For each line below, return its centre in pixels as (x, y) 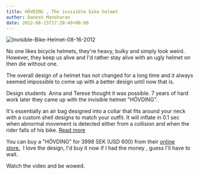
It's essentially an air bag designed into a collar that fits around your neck (96, 111)
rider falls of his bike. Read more (46, 130)
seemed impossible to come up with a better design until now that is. (90, 82)
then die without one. (32, 64)
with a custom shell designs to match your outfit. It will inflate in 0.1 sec (93, 117)
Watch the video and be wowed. (45, 166)
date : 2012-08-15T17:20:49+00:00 (48, 23)
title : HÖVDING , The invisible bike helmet (62, 12)
